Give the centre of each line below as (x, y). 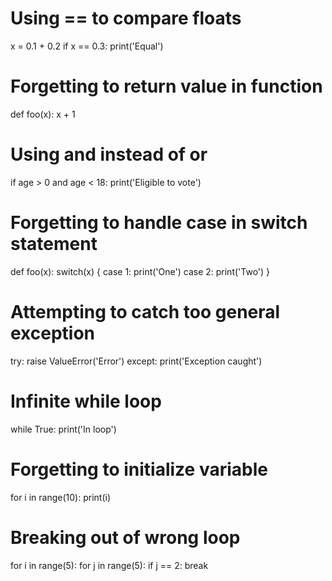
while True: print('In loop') (63, 429)
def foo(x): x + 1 (43, 114)
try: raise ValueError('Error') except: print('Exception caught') (136, 361)
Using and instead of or (109, 154)
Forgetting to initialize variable (139, 469)
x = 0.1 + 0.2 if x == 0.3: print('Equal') (87, 46)
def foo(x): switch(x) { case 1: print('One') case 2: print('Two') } (140, 271)
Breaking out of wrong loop (125, 537)
